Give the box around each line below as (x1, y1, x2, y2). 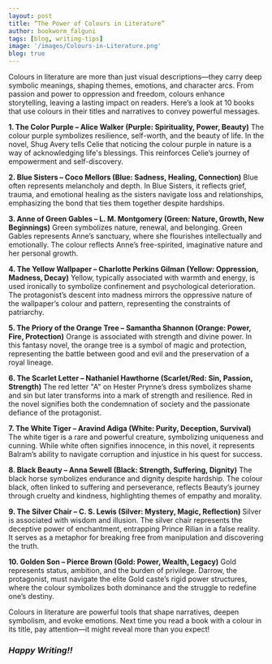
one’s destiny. (8, 592, 54, 601)
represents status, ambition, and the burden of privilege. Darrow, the (8, 566, 238, 575)
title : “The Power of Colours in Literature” (8, 19, 165, 28)
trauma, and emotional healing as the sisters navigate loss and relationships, (8, 190, 264, 199)
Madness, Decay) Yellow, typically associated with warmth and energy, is (8, 273, 256, 282)
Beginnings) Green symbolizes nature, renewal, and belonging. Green (8, 222, 243, 232)
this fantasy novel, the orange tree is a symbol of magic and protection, (8, 340, 248, 350)
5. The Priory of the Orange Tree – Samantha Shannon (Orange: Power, (8, 323, 252, 333)
